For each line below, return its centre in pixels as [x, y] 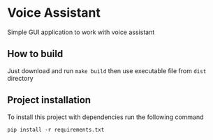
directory [20, 78]
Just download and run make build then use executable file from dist [107, 70]
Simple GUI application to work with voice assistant [81, 32]
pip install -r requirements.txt [56, 130]
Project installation [49, 100]
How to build [35, 54]
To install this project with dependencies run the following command [105, 117]
